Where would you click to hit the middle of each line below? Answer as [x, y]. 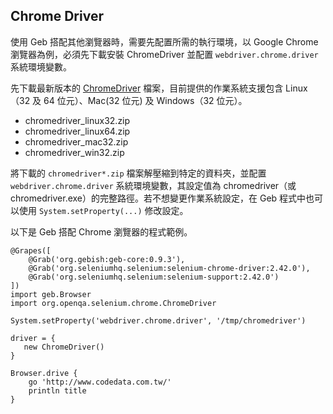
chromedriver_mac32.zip [76, 141]
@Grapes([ [31, 250]
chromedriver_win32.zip [74, 152]
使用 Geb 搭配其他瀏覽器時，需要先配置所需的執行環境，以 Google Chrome [164, 41]
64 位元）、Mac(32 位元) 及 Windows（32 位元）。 [145, 100]
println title [57, 390]
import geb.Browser [51, 294]
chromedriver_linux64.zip [77, 131]
